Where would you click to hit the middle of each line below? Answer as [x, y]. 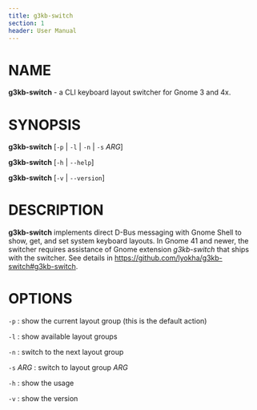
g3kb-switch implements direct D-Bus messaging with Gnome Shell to [125, 232]
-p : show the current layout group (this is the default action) [108, 321]
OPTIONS [40, 299]
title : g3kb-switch [41, 16]
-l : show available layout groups [63, 336]
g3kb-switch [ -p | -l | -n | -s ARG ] [66, 147]
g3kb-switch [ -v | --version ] [57, 178]
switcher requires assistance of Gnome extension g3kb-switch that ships [129, 250]
